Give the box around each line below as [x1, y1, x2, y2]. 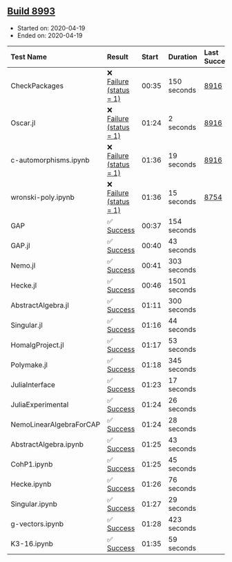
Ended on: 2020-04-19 [17, 31, 83, 39]
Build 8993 [7, 6, 56, 17]
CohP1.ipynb [10, 459, 53, 469]
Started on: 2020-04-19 [17, 24, 86, 32]
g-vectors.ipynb [10, 518, 64, 528]
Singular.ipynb [10, 499, 57, 509]
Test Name [10, 52, 47, 62]
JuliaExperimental [10, 400, 69, 409]
